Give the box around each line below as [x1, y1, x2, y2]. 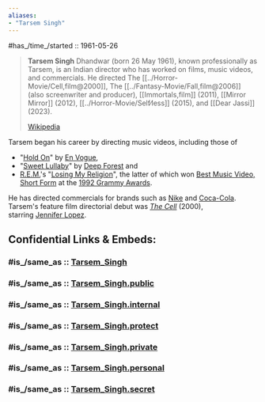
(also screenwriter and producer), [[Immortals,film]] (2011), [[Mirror [27, 89, 247, 99]
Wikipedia [27, 122, 61, 131]
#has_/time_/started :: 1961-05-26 [8, 40, 119, 50]
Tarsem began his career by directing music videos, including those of [8, 137, 238, 146]
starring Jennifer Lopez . [8, 210, 87, 219]
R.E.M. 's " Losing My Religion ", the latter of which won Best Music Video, [19, 169, 256, 179]
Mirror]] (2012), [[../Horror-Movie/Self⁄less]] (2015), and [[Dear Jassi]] [27, 98, 256, 108]
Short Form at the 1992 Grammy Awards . [19, 177, 153, 187]
